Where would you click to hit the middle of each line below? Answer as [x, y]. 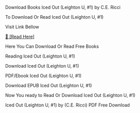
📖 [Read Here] [20, 37]
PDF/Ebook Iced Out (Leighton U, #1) [43, 76]
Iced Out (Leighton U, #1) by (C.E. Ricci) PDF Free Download [67, 105]
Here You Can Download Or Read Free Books [52, 46]
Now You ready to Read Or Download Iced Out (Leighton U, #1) [71, 95]
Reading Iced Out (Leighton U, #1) [40, 56]
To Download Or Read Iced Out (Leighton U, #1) [54, 17]
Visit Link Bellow [22, 27]
